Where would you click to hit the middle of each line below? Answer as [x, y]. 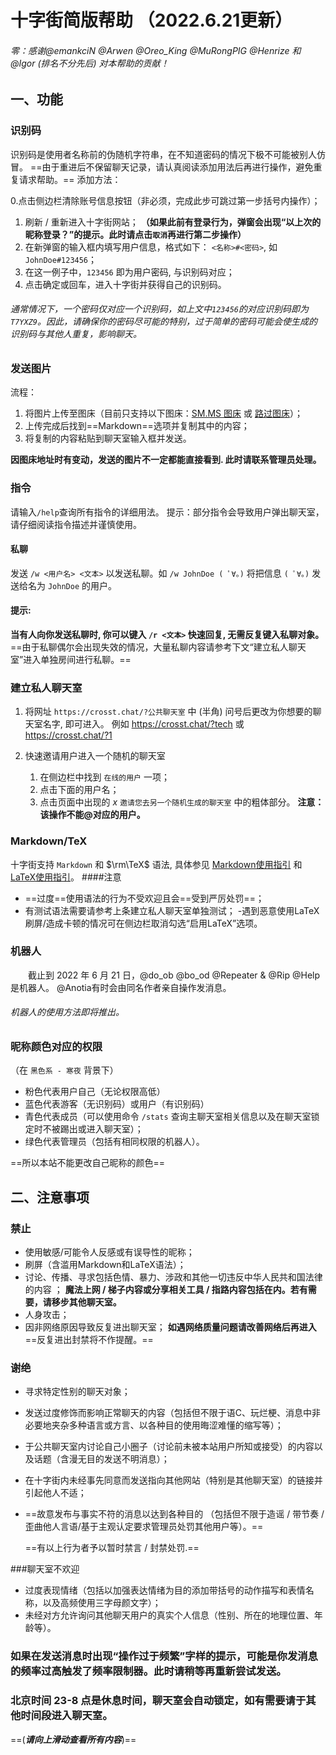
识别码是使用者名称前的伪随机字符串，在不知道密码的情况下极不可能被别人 [163, 154]
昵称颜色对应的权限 [56, 1047]
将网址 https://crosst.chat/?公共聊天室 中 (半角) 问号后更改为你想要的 [168, 712]
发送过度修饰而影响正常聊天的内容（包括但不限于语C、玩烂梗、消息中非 [173, 1413]
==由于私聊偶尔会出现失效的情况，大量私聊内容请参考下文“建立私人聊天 [158, 647]
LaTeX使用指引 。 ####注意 [66, 877]
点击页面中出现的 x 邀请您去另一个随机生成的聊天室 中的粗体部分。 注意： [182, 802]
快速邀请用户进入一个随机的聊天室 [95, 756]
